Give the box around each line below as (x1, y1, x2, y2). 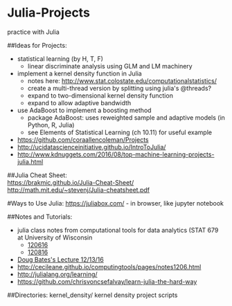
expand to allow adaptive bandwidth (27, 98, 132, 107)
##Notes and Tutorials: (7, 213, 73, 221)
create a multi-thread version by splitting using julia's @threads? (27, 84, 212, 92)
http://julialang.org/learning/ (17, 270, 98, 278)
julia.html (17, 157, 44, 165)
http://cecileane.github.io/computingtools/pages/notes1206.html (17, 262, 202, 271)
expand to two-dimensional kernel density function (27, 91, 173, 100)
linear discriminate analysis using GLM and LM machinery (27, 62, 193, 70)
